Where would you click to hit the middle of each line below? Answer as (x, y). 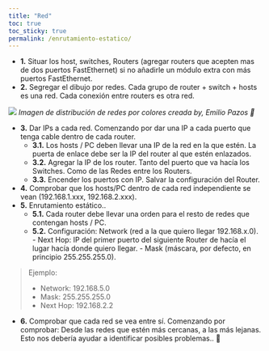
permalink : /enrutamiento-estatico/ (70, 38)
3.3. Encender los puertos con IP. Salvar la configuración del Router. (146, 180)
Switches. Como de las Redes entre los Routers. (112, 171)
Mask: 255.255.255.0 (76, 297)
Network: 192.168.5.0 (75, 289)
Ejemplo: (43, 273)
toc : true (25, 23)
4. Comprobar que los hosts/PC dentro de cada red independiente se (135, 188)
